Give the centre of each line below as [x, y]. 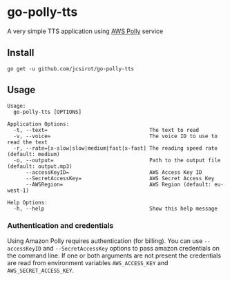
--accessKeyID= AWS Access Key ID [114, 172]
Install [21, 53]
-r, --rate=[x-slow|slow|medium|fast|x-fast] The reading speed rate [115, 148]
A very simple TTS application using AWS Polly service [85, 31]
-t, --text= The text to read [106, 130]
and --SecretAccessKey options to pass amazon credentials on [131, 248]
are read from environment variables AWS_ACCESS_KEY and [88, 262]
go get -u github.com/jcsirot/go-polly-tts [71, 69]
